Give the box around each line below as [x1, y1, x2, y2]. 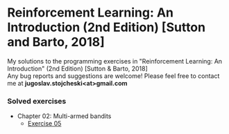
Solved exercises [7, 96, 67, 106]
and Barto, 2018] [7, 35, 105, 50]
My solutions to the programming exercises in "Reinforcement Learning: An [7, 57, 223, 65]
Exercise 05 [27, 119, 62, 128]
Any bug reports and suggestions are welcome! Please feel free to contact [7, 71, 220, 80]
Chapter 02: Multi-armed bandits [17, 112, 112, 120]
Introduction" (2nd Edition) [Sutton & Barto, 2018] [7, 64, 148, 73]
